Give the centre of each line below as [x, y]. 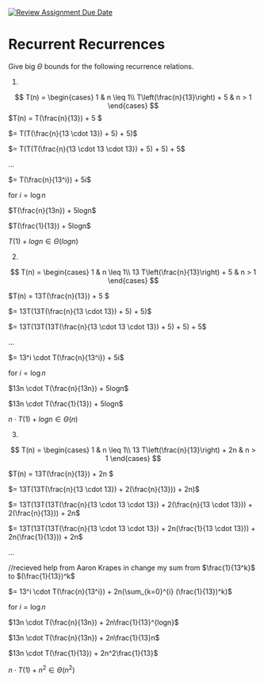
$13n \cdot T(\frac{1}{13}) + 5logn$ [66, 403]
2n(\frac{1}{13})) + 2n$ [46, 537]
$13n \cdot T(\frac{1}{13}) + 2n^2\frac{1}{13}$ [83, 653]
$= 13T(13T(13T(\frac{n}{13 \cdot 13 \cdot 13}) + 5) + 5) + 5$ [107, 327]
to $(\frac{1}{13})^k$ [42, 575]
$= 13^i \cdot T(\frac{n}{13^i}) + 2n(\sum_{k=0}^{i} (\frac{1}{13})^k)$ [120, 591]
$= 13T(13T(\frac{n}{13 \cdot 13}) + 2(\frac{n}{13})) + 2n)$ [104, 489]
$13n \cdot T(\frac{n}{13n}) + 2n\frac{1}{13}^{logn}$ [94, 622]
